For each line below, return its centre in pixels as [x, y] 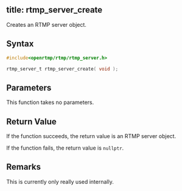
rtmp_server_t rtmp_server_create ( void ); [62, 69]
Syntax [20, 44]
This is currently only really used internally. [60, 181]
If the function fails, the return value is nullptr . [65, 148]
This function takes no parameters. [50, 102]
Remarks [24, 167]
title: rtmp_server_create [54, 10]
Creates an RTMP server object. [47, 24]
